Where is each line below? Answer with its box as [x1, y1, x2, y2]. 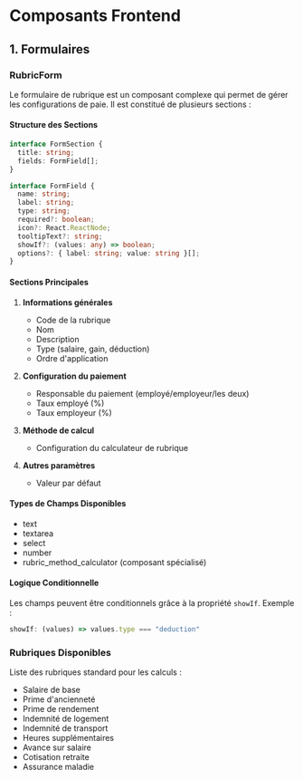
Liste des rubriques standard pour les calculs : [9, 667, 183, 678]
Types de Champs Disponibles [9, 498, 127, 509]
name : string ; [17, 189, 71, 199]
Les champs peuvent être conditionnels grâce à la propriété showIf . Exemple [9, 597, 295, 608]
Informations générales [22, 296, 113, 308]
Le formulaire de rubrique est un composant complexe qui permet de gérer [9, 89, 289, 100]
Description [35, 333, 80, 344]
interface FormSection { [9, 139, 103, 149]
